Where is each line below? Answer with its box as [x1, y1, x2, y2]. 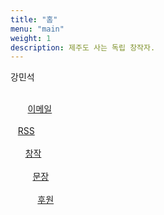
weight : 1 [10, 33, 52, 43]
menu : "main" [10, 24, 65, 34]
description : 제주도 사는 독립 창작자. [10, 42, 156, 53]
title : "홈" [10, 14, 58, 25]
